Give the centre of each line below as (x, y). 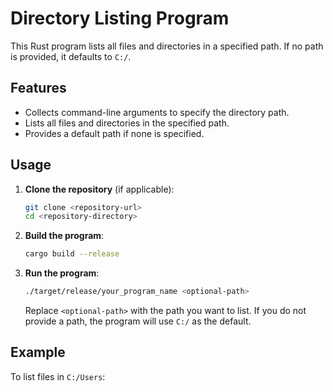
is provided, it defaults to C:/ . (71, 56)
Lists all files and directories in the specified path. (127, 123)
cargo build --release (72, 254)
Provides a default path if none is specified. (114, 133)
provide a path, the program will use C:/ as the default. (138, 321)
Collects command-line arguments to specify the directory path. (157, 112)
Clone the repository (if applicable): (99, 189)
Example (38, 352)
